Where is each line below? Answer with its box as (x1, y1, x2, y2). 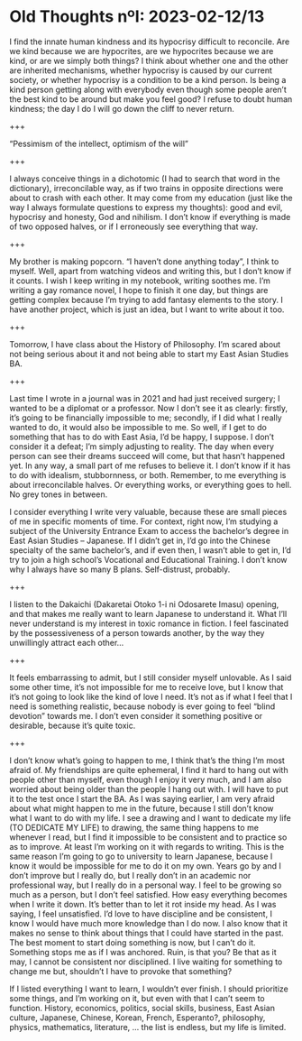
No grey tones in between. (9, 489, 108, 500)
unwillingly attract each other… (9, 637, 124, 648)
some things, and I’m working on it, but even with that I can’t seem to (9, 992, 265, 1003)
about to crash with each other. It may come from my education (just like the (9, 192, 293, 203)
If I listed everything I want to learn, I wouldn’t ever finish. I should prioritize (9, 983, 288, 994)
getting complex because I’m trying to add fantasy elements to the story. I (9, 294, 284, 305)
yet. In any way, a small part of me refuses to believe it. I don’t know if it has (9, 460, 291, 471)
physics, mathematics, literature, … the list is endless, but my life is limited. (9, 1021, 287, 1032)
